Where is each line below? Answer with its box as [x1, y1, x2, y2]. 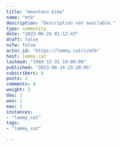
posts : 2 [6, 75, 28, 81]
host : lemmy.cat [6, 53, 46, 59]
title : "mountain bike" [6, 8, 66, 15]
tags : [6, 120, 20, 126]
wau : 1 [6, 98, 23, 104]
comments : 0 [6, 81, 36, 87]
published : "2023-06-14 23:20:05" [6, 64, 92, 71]
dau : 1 [6, 92, 23, 98]
